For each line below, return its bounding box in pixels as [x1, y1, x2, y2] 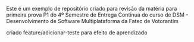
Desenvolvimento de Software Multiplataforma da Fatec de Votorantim [6, 18, 179, 24]
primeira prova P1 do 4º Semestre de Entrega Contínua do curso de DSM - [6, 11, 189, 18]
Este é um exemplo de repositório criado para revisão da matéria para [6, 5, 177, 12]
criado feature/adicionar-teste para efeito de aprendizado [6, 29, 148, 36]
